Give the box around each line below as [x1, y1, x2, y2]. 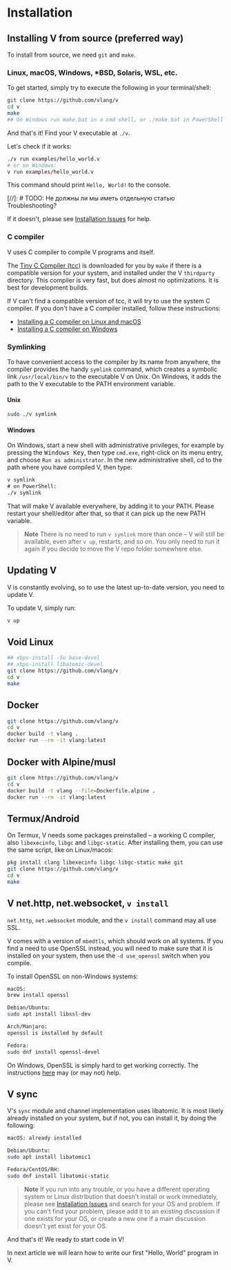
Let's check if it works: [7, 142, 72, 150]
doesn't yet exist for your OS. [23, 1222, 108, 1230]
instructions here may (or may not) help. [7, 1068, 121, 1077]
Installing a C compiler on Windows [17, 325, 118, 333]
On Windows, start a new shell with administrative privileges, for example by [7, 441, 224, 450]
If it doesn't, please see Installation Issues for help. [7, 215, 152, 223]
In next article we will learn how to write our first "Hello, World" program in [7, 1249, 219, 1257]
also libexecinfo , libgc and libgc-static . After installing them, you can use [7, 838, 223, 847]
